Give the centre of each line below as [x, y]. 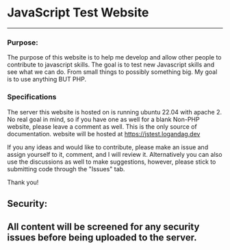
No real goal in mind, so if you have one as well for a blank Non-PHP [103, 119]
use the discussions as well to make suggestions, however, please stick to [112, 162]
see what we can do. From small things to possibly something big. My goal [112, 72]
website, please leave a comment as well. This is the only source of [102, 126]
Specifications [32, 97]
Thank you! [23, 182]
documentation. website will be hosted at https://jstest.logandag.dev [104, 134]
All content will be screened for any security [103, 227]
